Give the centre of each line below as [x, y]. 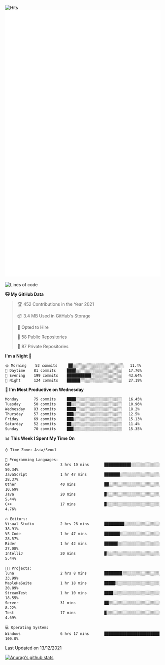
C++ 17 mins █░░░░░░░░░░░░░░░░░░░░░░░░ [82, 504]
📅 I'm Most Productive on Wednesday [44, 390]
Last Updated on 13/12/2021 [33, 648]
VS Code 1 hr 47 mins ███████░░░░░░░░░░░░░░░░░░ [82, 534]
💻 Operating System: [27, 628]
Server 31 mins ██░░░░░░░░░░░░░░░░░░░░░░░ [82, 603]
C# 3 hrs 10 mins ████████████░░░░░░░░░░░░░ [82, 465]
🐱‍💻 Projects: [18, 568]
